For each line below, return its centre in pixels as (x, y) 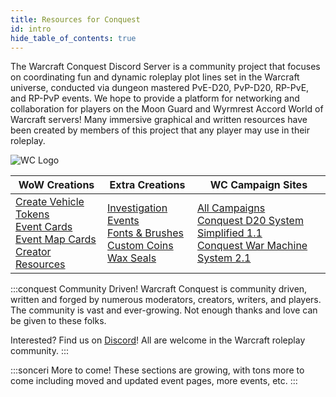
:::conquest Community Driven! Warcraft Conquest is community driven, (159, 289)
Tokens (32, 214)
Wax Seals (132, 258)
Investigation (137, 208)
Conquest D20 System (250, 221)
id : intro (31, 29)
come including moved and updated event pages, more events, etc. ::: (154, 381)
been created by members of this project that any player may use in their (160, 130)
